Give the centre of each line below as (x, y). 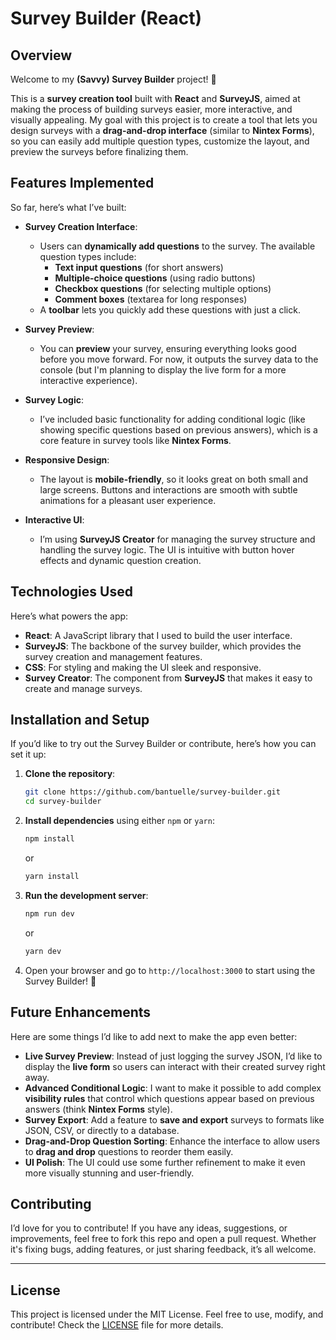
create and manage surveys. (83, 688)
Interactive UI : (54, 519)
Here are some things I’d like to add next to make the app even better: (154, 1036)
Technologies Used (71, 592)
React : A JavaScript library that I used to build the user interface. (158, 635)
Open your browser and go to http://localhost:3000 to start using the (170, 970)
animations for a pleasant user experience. (128, 500)
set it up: (28, 754)
